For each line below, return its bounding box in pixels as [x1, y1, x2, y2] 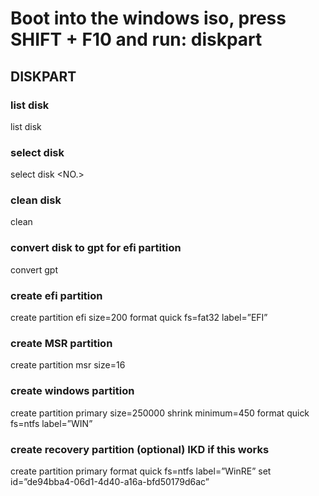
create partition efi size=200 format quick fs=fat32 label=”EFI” [10, 312, 268, 324]
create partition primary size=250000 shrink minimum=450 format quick [10, 407, 310, 419]
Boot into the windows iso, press [10, 7, 287, 30]
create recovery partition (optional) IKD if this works [10, 442, 270, 456]
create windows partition [10, 384, 135, 398]
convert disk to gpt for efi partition [10, 241, 182, 255]
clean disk [10, 193, 62, 207]
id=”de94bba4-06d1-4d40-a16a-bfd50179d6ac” [10, 475, 210, 487]
